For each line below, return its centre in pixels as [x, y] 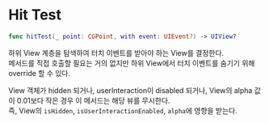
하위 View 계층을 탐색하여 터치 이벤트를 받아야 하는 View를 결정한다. [116, 53]
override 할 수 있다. [40, 73]
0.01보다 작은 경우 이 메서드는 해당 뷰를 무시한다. [93, 100]
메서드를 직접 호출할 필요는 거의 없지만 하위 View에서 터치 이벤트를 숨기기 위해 [132, 63]
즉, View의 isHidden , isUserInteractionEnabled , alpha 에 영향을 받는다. [123, 110]
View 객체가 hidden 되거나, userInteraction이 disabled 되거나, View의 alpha [130, 90]
